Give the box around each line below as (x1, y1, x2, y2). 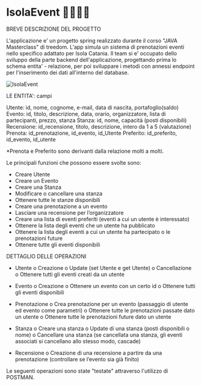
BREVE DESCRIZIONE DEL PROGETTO (6, 25, 101, 32)
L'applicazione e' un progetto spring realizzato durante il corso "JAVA (6, 37, 178, 44)
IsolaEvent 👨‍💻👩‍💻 (6, 5, 90, 19)
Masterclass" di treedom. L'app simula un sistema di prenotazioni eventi (6, 43, 185, 51)
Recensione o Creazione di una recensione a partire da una (14, 349, 162, 357)
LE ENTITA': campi (6, 92, 52, 99)
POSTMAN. (6, 373, 35, 381)
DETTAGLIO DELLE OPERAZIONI (6, 253, 87, 260)
